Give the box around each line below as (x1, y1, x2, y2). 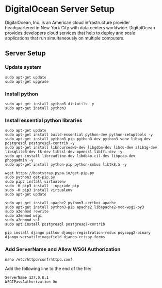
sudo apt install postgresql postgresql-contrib (5, 222, 105, 227)
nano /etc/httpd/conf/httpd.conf (5, 257, 73, 262)
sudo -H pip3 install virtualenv (5, 188, 73, 193)
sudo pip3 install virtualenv (5, 179, 66, 184)
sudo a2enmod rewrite (5, 209, 49, 214)
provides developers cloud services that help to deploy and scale (5, 30, 136, 36)
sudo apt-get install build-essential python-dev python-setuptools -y (5, 133, 153, 137)
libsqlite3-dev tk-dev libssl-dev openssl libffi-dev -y (5, 150, 123, 154)
